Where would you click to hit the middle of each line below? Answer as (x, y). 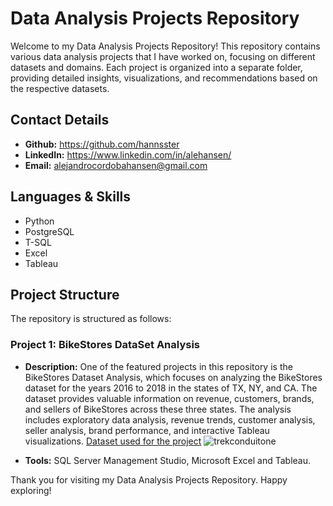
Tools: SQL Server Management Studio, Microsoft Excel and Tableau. (168, 460)
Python (39, 221)
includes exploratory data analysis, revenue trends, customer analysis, (170, 419)
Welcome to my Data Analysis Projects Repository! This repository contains (165, 46)
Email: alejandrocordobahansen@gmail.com (116, 165)
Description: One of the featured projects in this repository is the (158, 366)
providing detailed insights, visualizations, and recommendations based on (164, 78)
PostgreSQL (49, 231)
